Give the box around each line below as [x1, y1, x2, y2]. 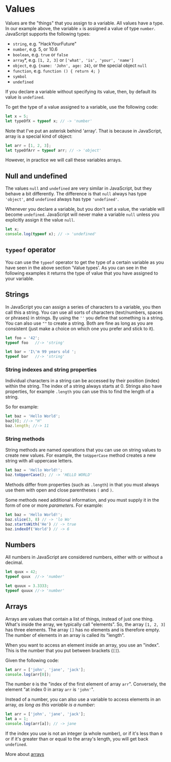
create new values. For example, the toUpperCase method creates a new [5, 452, 156, 458]
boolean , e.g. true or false [12, 52, 68, 58]
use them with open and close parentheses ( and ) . [5, 487, 114, 493]
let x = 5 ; [5, 113, 29, 119]
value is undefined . [5, 94, 45, 100]
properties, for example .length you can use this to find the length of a [5, 388, 154, 395]
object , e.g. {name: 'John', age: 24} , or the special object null [12, 62, 147, 68]
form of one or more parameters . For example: [5, 502, 103, 508]
